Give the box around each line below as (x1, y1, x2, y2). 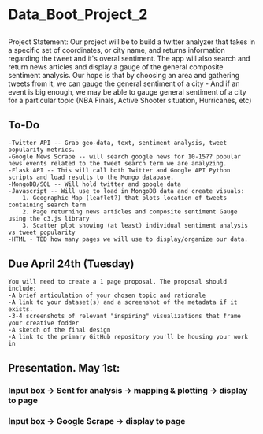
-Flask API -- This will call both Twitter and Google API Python (8, 167, 231, 175)
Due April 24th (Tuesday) (8, 257, 135, 270)
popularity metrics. (8, 146, 76, 154)
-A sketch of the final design (8, 326, 111, 334)
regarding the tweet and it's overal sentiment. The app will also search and (8, 54, 250, 63)
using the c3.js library (8, 215, 90, 223)
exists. (8, 306, 34, 313)
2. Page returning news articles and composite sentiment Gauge (22, 208, 238, 216)
